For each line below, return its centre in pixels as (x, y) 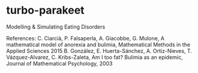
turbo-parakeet (46, 10)
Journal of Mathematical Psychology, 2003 (59, 64)
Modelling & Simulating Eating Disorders (56, 27)
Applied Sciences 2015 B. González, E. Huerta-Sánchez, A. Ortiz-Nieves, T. (99, 50)
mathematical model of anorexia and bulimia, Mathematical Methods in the (98, 45)
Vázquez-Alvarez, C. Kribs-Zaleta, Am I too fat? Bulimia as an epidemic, (94, 57)
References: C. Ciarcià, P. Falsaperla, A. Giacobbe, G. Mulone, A (85, 38)
